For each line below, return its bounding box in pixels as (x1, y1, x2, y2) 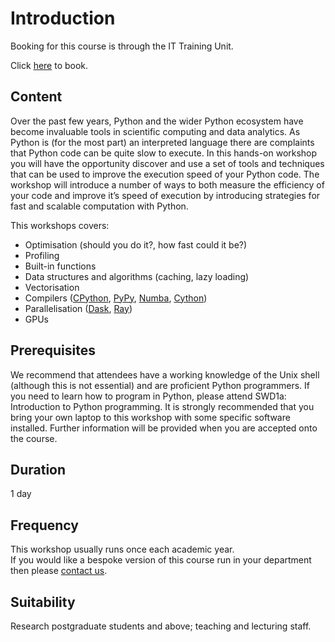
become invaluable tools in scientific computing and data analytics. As (10, 125, 301, 137)
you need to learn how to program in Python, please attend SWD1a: (10, 390, 287, 402)
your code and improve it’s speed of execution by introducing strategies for (10, 189, 321, 201)
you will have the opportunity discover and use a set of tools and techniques (10, 157, 325, 169)
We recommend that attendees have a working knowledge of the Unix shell (10, 368, 320, 381)
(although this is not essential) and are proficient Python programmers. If (10, 379, 311, 391)
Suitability (10, 593, 76, 611)
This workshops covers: (10, 219, 110, 231)
